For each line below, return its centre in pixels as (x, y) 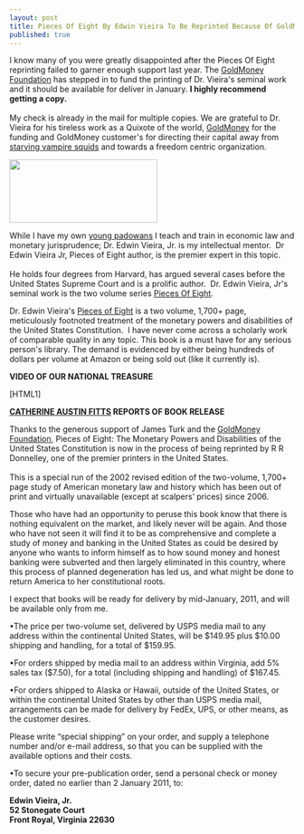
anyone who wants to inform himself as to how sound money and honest (145, 552)
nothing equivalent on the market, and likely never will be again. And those (148, 524)
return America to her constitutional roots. (87, 581)
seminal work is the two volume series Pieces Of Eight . (112, 293)
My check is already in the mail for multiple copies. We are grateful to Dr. (145, 118)
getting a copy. (38, 99)
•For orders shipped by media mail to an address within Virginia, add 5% (145, 663)
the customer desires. (50, 719)
